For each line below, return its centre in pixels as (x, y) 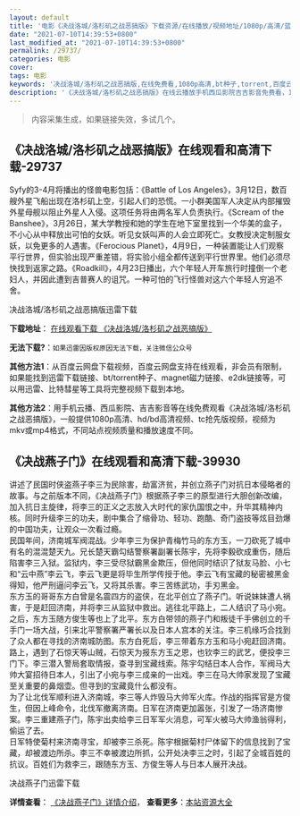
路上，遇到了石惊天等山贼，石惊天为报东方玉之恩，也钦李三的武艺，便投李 (146, 652)
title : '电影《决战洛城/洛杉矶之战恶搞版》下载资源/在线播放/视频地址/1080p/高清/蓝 (150, 26)
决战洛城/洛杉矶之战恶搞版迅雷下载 (74, 310)
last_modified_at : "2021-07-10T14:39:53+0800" (97, 42)
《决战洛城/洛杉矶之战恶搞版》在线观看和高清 (135, 150)
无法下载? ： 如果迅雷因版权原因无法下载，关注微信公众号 (101, 348)
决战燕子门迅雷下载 (45, 783)
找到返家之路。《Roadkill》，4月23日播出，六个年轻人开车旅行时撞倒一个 (148, 268)
